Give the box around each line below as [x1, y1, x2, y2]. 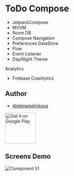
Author [5, 89, 27, 98]
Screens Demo [5, 152, 51, 161]
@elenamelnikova [12, 102, 48, 109]
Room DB [12, 30, 31, 36]
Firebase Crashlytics [12, 75, 54, 81]
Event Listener [12, 50, 42, 57]
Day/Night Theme [12, 56, 48, 62]
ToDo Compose [5, 3, 70, 14]
